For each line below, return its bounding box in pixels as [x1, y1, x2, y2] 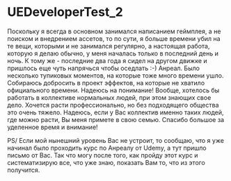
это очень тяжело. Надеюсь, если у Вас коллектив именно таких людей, [7, 108, 224, 117]
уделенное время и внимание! [7, 123, 99, 131]
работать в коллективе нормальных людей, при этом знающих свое [7, 93, 212, 101]
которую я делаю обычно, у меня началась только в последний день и [7, 49, 219, 58]
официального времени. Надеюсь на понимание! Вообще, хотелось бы [7, 86, 220, 94]
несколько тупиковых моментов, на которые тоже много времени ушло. [7, 71, 224, 80]
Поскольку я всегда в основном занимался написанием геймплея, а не [7, 27, 221, 35]
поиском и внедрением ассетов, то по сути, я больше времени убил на [7, 34, 221, 42]
